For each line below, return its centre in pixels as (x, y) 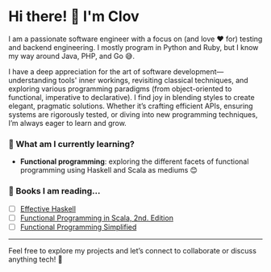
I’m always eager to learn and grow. (67, 123)
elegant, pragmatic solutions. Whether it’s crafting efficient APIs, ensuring (131, 106)
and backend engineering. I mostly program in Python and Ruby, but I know (133, 47)
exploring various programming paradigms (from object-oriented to (120, 89)
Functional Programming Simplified (78, 227)
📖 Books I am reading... (54, 191)
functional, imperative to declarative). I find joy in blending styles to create (132, 97)
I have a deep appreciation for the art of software (90, 71)
